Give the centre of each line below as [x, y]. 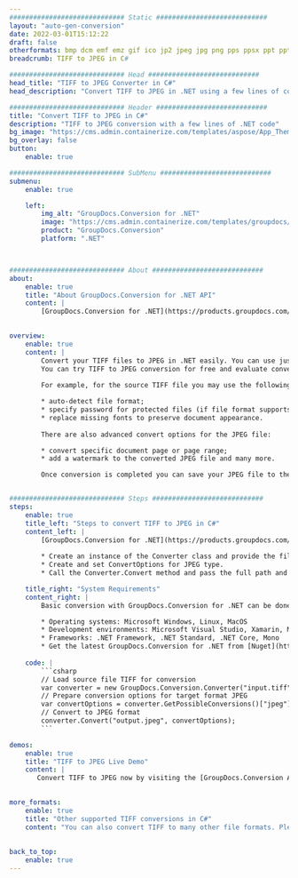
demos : [21, 745]
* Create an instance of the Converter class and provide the [158, 556]
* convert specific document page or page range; [134, 451]
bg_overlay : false [43, 140]
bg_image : [27, 132]
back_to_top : [33, 852]
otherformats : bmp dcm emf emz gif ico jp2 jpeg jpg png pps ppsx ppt [142, 51]
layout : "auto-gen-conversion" [67, 26]
